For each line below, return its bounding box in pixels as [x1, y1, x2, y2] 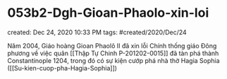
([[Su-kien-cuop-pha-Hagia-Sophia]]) [7, 64, 118, 72]
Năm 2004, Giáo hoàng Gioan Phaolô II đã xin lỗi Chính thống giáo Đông [7, 41, 217, 50]
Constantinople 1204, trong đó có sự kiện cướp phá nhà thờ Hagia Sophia [7, 56, 220, 64]
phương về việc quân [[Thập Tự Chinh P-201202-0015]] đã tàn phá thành [7, 49, 219, 57]
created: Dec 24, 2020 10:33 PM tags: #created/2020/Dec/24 [7, 28, 187, 36]
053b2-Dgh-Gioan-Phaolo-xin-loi [7, 5, 209, 21]
